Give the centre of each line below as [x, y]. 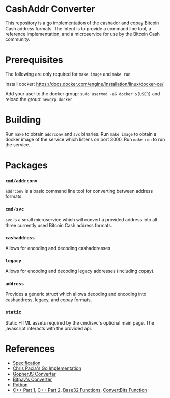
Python [20, 384]
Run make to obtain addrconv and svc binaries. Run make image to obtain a [81, 134]
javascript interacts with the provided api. [49, 328]
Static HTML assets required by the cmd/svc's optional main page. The [80, 322]
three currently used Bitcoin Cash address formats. [59, 225]
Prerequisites [34, 60]
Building [23, 120]
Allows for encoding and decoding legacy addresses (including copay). [80, 271]
